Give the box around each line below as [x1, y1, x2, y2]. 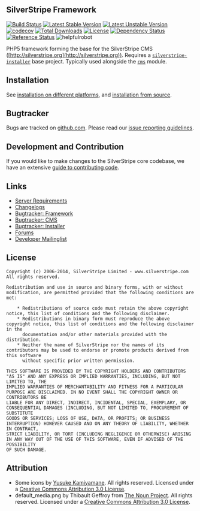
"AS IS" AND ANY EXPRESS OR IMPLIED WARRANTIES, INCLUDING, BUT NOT [6, 373, 181, 379]
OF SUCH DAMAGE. [6, 446, 47, 453]
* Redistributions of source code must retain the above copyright [17, 305, 189, 311]
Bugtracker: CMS [14, 216, 58, 223]
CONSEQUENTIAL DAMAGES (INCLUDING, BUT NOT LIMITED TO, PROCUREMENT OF [6, 404, 189, 411]
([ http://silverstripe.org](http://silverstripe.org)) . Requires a [6, 51, 151, 59]
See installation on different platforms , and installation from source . [6, 91, 172, 98]
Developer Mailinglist [14, 235, 67, 243]
